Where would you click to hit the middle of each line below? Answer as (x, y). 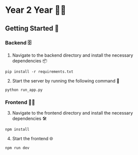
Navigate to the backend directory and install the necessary (73, 55)
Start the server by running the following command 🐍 (66, 80)
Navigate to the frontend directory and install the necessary (73, 113)
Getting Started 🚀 (32, 28)
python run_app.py (24, 90)
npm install (17, 130)
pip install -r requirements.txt (39, 72)
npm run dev (17, 148)
